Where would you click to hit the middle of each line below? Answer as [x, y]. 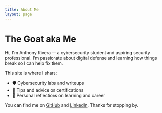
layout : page [19, 14]
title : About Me [22, 10]
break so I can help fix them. [34, 63]
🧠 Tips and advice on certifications [48, 90]
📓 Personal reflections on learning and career [58, 96]
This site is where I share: [31, 73]
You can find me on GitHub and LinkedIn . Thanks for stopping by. [72, 105]
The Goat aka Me [41, 39]
